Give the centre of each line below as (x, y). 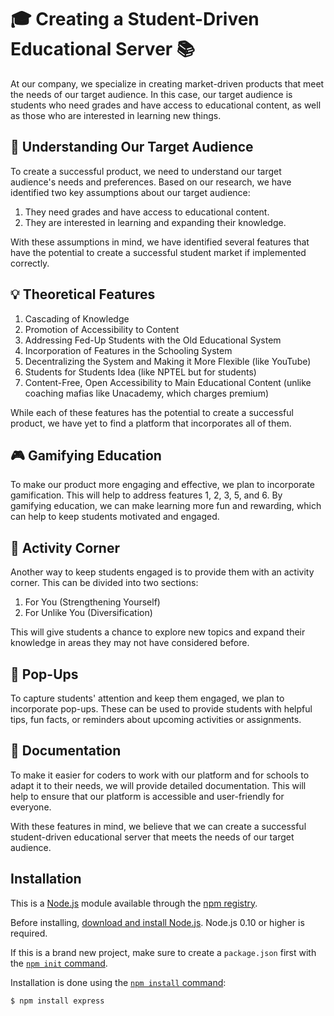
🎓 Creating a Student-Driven (135, 19)
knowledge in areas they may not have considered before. (130, 643)
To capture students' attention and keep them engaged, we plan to (147, 698)
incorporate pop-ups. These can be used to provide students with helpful (161, 709)
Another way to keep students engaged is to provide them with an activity (162, 572)
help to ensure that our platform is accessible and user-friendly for (147, 796)
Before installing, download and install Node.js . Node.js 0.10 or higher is (157, 922)
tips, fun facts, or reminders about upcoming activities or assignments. (156, 719)
